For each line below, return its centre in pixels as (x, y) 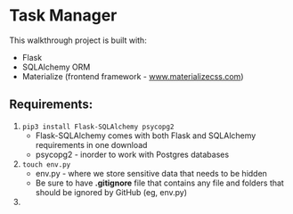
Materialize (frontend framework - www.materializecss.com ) (133, 76)
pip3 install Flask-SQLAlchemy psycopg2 (98, 127)
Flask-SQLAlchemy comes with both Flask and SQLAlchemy (146, 136)
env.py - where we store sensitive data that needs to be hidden (151, 173)
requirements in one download (91, 144)
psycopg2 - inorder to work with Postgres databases (132, 154)
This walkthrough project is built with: (78, 40)
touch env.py (46, 165)
